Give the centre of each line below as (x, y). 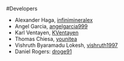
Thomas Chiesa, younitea (46, 39)
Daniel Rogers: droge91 (43, 52)
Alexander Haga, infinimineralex (54, 20)
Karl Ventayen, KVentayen (47, 33)
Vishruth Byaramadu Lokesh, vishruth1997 (66, 45)
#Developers (22, 9)
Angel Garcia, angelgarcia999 (51, 26)
